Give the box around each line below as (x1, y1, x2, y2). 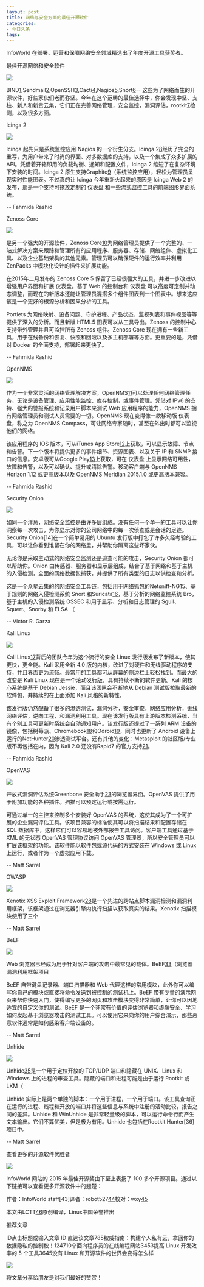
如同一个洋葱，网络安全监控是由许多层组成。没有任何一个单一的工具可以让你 (6, 519, 198, 526)
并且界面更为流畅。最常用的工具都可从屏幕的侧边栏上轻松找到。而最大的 (16, 668, 198, 676)
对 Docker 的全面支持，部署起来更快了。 (6, 341, 107, 349)
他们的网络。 (6, 427, 38, 434)
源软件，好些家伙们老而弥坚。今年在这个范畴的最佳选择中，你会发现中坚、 (6, 94, 192, 101)
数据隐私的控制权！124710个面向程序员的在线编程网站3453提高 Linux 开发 (6, 1242, 192, 1249)
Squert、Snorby (6, 606, 47, 613)
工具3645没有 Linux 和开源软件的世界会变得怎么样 (28, 1250, 154, 1257)
